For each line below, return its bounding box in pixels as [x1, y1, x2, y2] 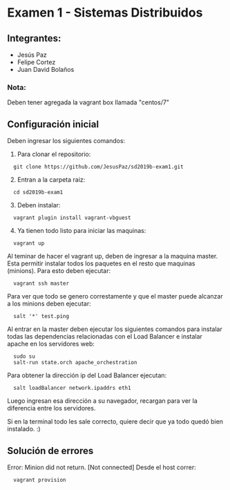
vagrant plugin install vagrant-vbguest [13, 214, 131, 222]
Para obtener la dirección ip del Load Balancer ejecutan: [7, 371, 167, 379]
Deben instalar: [17, 201, 61, 209]
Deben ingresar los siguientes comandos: [7, 137, 126, 145]
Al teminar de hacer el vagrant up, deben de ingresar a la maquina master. [7, 252, 218, 261]
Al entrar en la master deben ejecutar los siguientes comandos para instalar [7, 325, 222, 333]
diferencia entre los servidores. [7, 404, 96, 413]
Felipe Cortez [17, 58, 56, 66]
